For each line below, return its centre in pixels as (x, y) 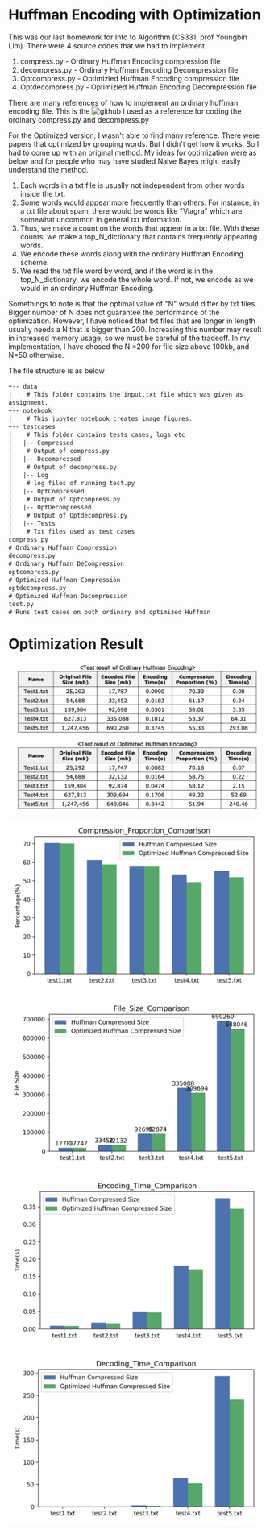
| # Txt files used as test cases (72, 531)
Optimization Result (76, 644)
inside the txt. (43, 193)
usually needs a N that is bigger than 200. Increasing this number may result (135, 329)
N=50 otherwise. (36, 355)
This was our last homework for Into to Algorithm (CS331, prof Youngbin (128, 37)
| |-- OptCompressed (46, 491)
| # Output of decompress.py (62, 467)
